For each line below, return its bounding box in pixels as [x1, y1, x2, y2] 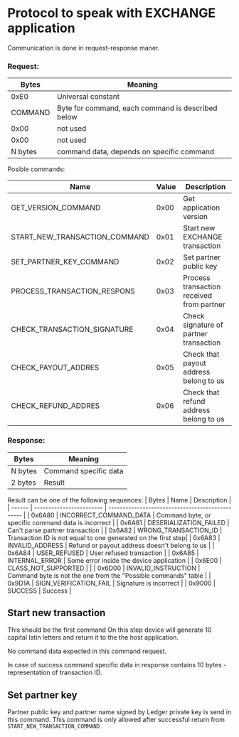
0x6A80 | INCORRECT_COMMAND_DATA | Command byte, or [31, 510, 211, 520]
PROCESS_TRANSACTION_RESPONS [11, 286, 135, 296]
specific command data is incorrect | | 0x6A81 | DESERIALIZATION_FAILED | [7, 518, 230, 527]
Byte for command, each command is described [56, 103, 218, 113]
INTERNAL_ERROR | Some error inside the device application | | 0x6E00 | [7, 556, 222, 564]
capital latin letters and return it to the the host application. [7, 633, 179, 642]
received [182, 291, 213, 301]
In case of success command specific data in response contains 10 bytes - [7, 661, 227, 669]
